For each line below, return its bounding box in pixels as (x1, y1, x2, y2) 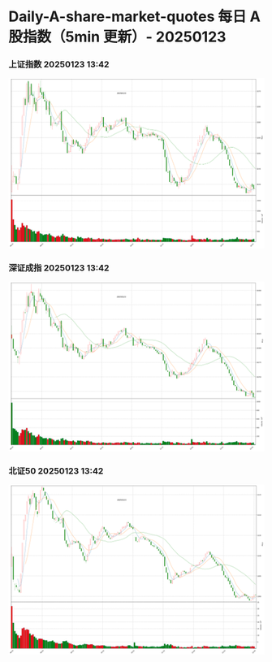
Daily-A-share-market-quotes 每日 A (8, 7, 261, 26)
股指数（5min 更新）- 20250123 (8, 28, 227, 46)
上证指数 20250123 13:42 (8, 58, 110, 70)
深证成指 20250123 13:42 (8, 262, 110, 273)
